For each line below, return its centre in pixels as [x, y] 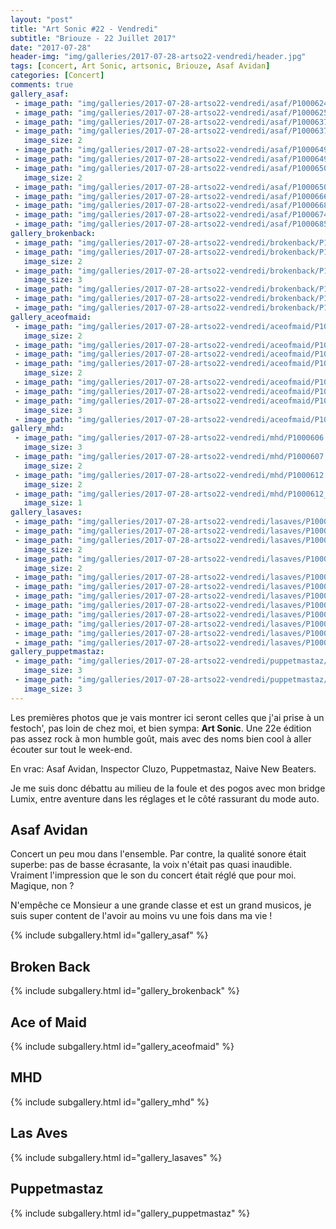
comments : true [42, 85]
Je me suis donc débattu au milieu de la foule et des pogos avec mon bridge [168, 788]
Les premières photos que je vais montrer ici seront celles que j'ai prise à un [167, 717]
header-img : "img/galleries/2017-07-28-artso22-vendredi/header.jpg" [158, 57]
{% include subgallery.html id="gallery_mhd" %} [110, 1102]
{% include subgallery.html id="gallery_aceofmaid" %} [122, 1047]
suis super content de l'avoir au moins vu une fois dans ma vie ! [141, 916]
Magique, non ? [42, 886]
